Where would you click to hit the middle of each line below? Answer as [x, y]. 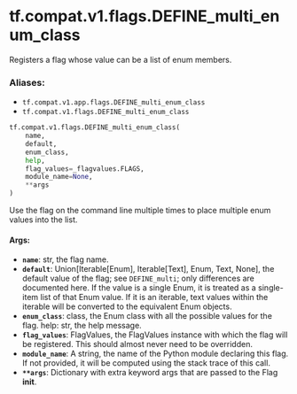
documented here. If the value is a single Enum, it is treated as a [139, 288]
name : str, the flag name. [65, 259]
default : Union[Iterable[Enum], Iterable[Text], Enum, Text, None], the [148, 269]
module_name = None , [59, 177]
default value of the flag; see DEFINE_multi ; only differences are [138, 278]
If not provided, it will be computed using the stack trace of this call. [146, 363]
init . [29, 382]
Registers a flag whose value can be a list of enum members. [121, 59]
